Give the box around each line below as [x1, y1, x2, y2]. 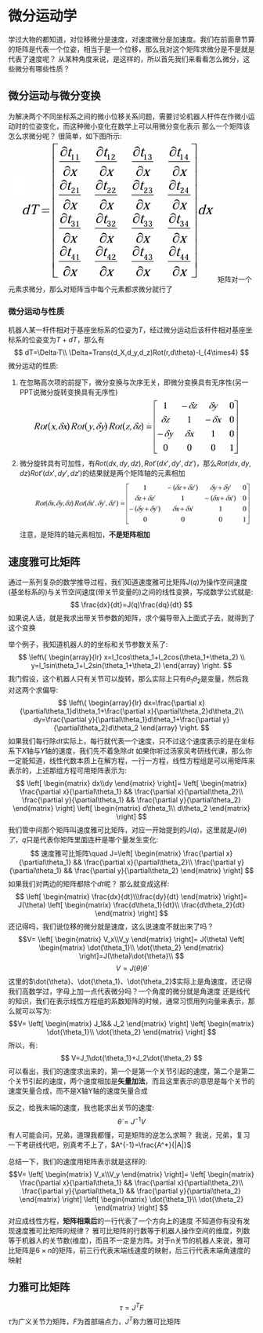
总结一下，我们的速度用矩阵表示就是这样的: [8, 1156, 148, 1166]
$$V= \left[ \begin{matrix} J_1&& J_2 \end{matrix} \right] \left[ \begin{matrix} [9, 1018, 254, 1028]
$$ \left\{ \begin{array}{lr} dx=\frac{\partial [57, 698, 197, 707]
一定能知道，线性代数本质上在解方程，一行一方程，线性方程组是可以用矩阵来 [8, 755, 255, 765]
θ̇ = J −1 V [117, 1116, 146, 1127]
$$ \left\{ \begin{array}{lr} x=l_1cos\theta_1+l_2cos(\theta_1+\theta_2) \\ [18, 652, 245, 662]
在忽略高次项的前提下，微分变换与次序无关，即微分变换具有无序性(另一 [19, 378, 249, 387]
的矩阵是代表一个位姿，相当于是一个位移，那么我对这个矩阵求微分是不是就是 [8, 44, 255, 53]
